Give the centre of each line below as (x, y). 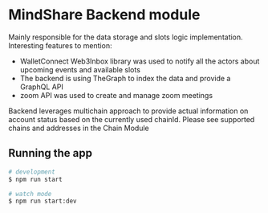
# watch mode (30, 194)
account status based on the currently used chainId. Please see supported (132, 119)
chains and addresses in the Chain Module (79, 128)
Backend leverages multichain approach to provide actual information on (128, 111)
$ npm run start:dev (43, 201)
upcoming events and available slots (80, 69)
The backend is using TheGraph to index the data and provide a (125, 78)
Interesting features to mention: (60, 45)
